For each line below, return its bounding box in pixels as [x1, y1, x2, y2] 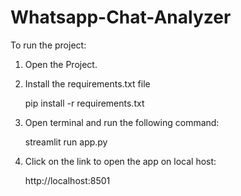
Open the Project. [24, 58, 98, 70]
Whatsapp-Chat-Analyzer [10, 6, 232, 29]
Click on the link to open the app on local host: [24, 155, 217, 167]
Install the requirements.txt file [24, 77, 151, 90]
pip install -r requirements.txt [24, 97, 145, 109]
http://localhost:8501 [24, 174, 111, 186]
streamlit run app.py [24, 136, 108, 148]
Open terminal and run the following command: [24, 116, 220, 128]
